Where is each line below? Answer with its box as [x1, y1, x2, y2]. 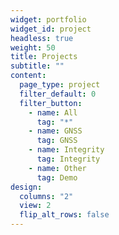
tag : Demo [36, 172, 78, 183]
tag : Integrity [36, 154, 101, 164]
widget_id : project [10, 24, 92, 34]
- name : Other [28, 163, 87, 173]
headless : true [10, 33, 74, 43]
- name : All [28, 107, 78, 118]
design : [10, 182, 43, 192]
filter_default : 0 [19, 89, 97, 99]
